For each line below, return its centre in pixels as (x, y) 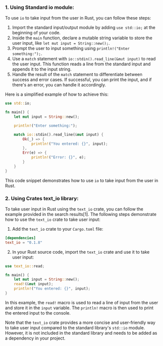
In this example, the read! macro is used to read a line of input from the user (82, 302)
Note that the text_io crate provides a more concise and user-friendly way (80, 322)
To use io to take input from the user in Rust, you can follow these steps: (78, 18)
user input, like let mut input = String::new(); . (61, 43)
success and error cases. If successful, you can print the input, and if (82, 80)
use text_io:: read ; (25, 266)
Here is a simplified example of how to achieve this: (57, 94)
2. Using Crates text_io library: (42, 198)
